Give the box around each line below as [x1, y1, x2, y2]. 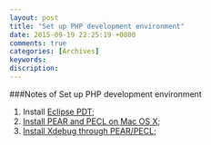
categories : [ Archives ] [9, 47, 100, 56]
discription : [9, 64, 59, 73]
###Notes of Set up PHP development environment [9, 88, 202, 100]
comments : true [9, 38, 67, 48]
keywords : [9, 55, 47, 64]
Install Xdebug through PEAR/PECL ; [22, 125, 156, 136]
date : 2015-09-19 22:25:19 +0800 [9, 30, 136, 39]
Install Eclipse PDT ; [22, 106, 95, 117]
